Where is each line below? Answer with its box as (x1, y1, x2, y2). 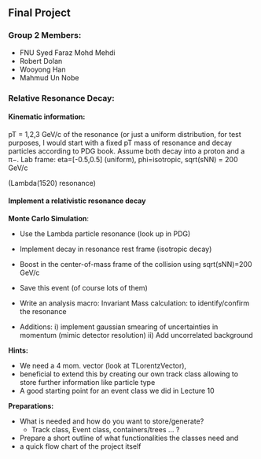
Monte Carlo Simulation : (8, 214, 89, 224)
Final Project (8, 6, 71, 20)
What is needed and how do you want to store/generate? (19, 416, 204, 426)
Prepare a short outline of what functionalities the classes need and (19, 433, 239, 443)
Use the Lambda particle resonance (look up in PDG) (19, 229, 191, 239)
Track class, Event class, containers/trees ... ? (31, 425, 180, 435)
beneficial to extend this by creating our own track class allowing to (19, 369, 238, 379)
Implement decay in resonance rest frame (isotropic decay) (19, 244, 212, 254)
